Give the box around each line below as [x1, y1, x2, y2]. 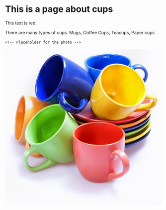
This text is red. [5, 20, 37, 26]
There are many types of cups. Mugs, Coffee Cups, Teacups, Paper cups [5, 29, 155, 35]
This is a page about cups [5, 3, 113, 15]
